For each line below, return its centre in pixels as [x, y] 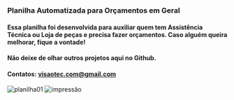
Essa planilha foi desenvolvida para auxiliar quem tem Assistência [105, 27]
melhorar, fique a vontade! [46, 42]
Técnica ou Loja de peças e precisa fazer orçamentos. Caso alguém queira [117, 34]
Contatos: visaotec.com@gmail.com [62, 74]
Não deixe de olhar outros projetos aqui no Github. [82, 58]
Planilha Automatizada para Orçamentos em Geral [94, 10]
